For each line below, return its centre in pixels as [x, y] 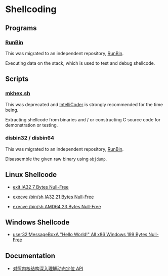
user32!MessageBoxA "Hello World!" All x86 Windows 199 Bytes [80, 235]
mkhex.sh [18, 94]
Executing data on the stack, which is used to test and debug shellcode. [80, 63]
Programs [21, 28]
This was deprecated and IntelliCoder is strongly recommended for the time [84, 104]
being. [12, 110]
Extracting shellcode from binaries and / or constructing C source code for [83, 119]
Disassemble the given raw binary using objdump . [56, 159]
